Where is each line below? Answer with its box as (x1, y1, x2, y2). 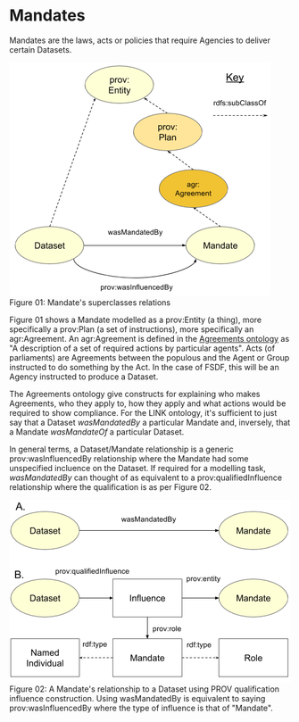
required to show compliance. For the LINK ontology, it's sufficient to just (9, 407, 278, 418)
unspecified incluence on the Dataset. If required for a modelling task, (9, 462, 266, 473)
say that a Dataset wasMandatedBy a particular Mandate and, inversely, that (9, 417, 291, 427)
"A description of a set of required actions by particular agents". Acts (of (9, 343, 275, 353)
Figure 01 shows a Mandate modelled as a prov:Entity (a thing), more (9, 314, 262, 325)
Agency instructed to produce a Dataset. (9, 371, 159, 382)
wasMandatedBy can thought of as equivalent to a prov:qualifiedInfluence (9, 472, 283, 483)
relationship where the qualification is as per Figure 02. (9, 481, 212, 492)
